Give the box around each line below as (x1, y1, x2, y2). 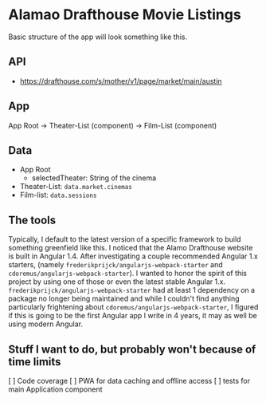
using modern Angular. (8, 319, 84, 329)
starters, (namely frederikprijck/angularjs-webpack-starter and (8, 260, 223, 270)
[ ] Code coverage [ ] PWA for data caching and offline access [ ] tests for (8, 376, 251, 385)
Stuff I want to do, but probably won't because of (8, 342, 256, 356)
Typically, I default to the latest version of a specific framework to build (8, 235, 241, 244)
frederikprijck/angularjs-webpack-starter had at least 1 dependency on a (8, 286, 256, 295)
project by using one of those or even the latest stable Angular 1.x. (8, 277, 225, 286)
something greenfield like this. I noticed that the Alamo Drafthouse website (8, 243, 253, 253)
